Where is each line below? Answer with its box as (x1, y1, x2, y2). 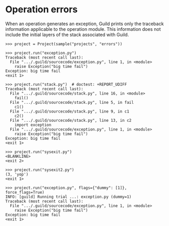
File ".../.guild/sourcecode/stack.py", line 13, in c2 (10, 118, 132, 123)
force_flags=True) (5, 190, 45, 195)
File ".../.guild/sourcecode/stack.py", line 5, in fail (10, 100, 134, 105)
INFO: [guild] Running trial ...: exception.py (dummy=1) (5, 194, 132, 199)
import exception (14, 122, 52, 127)
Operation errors (5, 4, 78, 15)
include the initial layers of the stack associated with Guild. (5, 31, 129, 37)
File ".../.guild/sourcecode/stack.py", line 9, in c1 (10, 109, 130, 114)
